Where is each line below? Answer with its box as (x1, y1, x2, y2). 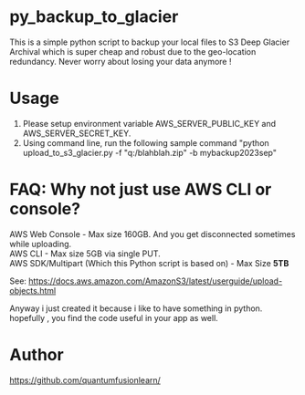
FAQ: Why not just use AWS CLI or (9, 180, 272, 200)
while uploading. (9, 238, 72, 249)
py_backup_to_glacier (9, 6, 179, 27)
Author (9, 345, 64, 365)
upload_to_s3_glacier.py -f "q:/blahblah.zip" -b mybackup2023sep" (22, 147, 277, 158)
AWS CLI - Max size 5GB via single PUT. (9, 248, 162, 259)
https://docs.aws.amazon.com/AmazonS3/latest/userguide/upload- (28, 275, 283, 286)
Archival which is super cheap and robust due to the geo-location (9, 46, 257, 57)
